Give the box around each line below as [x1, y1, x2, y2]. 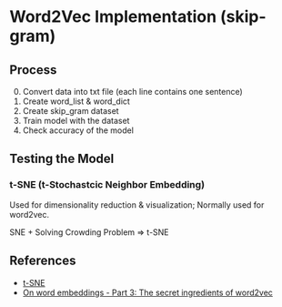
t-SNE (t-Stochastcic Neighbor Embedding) [9, 179, 206, 191]
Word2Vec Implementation [9, 6, 217, 27]
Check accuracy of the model [22, 125, 135, 136]
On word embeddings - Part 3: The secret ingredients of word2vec [22, 287, 273, 298]
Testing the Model [9, 151, 115, 167]
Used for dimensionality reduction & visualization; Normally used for [9, 199, 265, 210]
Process [9, 62, 57, 77]
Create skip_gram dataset [22, 106, 120, 116]
